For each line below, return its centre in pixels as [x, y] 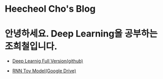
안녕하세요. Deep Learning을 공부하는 [81, 34]
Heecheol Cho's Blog [50, 9]
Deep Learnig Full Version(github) [48, 61]
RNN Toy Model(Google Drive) [44, 71]
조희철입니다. [31, 47]
